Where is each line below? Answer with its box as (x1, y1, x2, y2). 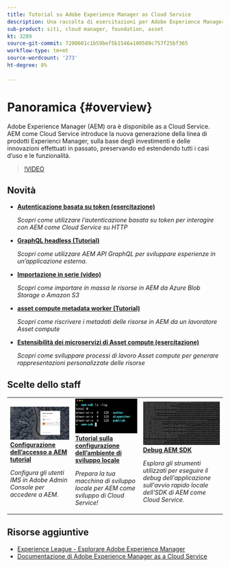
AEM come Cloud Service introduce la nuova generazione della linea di (7, 129, 207, 137)
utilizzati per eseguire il (142, 467, 209, 475)
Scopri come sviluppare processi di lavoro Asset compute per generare (16, 351, 219, 360)
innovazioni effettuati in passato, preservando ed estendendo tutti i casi (7, 144, 209, 152)
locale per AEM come (75, 484, 136, 492)
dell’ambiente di (75, 449, 122, 457)
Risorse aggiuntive (7, 526, 89, 538)
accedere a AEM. (10, 491, 60, 499)
